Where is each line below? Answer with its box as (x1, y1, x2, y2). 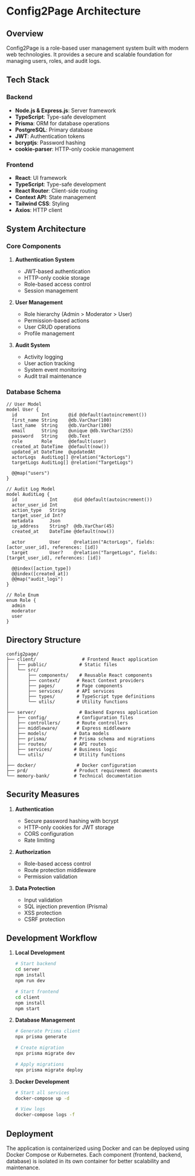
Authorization (14, 848, 51, 855)
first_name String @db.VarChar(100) (11, 417, 112, 423)
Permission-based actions (24, 317, 89, 324)
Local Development (14, 949, 65, 956)
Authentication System (14, 256, 75, 263)
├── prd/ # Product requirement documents (6, 767, 158, 773)
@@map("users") (11, 470, 50, 476)
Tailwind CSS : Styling (14, 200, 69, 207)
